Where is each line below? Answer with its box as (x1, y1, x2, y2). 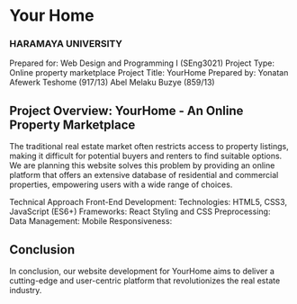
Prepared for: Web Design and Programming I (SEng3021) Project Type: (9, 58, 274, 68)
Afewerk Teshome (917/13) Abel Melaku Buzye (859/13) (9, 77, 215, 88)
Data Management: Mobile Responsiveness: (9, 216, 173, 227)
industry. (9, 285, 42, 296)
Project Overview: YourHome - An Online (9, 103, 244, 118)
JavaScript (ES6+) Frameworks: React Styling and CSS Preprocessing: (9, 206, 271, 217)
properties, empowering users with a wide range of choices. (9, 179, 233, 190)
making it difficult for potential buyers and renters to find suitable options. (9, 150, 283, 162)
